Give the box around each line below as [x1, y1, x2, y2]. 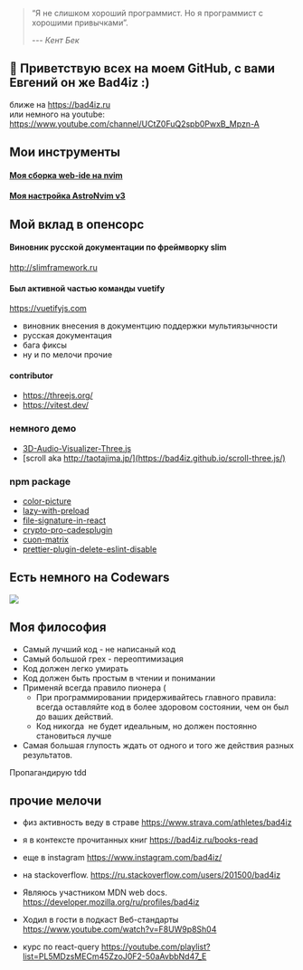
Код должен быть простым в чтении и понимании [22, 672, 215, 683]
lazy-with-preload [22, 505, 90, 516]
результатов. [22, 749, 73, 760]
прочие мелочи [9, 794, 102, 808]
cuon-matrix [22, 534, 70, 545]
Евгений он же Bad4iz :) [9, 75, 150, 90]
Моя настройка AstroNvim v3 [9, 190, 126, 202]
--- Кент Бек [31, 35, 80, 45]
